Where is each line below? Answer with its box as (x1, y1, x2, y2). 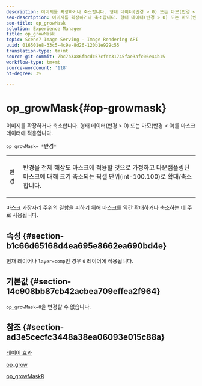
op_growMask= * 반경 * (6, 142, 57, 150)
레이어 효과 (6, 349, 32, 356)
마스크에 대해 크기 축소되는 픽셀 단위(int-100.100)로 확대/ (23, 173, 182, 181)
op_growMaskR (6, 372, 45, 379)
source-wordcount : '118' (6, 64, 69, 71)
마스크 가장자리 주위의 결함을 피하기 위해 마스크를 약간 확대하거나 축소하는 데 (6, 204, 186, 211)
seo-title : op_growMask (6, 20, 66, 26)
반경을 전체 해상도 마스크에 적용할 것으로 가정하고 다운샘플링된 (23, 164, 190, 172)
